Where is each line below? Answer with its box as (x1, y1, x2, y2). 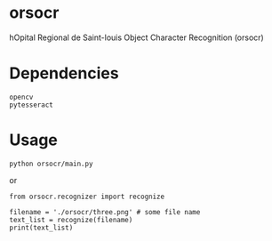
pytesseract (9, 100, 53, 109)
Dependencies (9, 63, 119, 84)
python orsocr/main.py (9, 159, 93, 168)
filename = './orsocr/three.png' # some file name (9, 207, 201, 216)
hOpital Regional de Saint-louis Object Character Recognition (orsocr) (9, 32, 264, 43)
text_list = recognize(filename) (9, 215, 133, 224)
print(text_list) (9, 223, 74, 232)
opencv (9, 92, 34, 101)
